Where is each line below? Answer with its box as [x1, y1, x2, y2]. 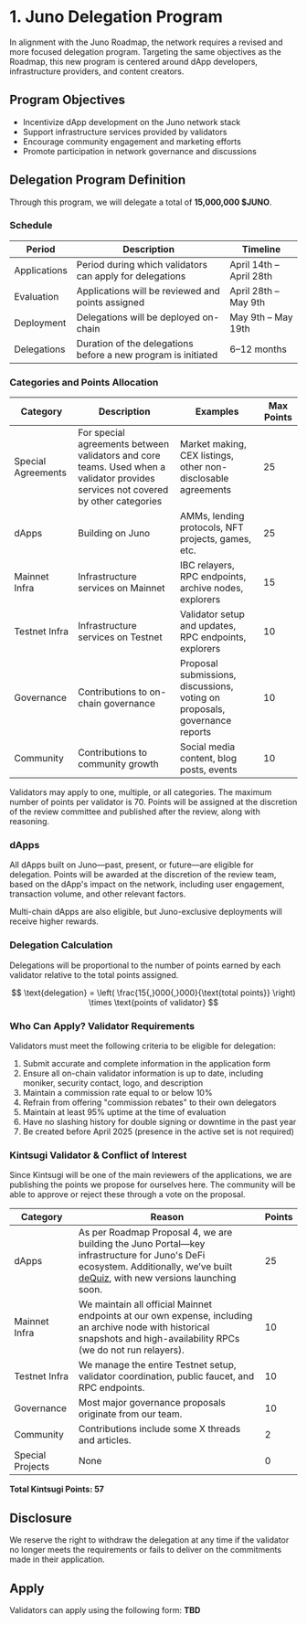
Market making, [179, 438, 247, 451]
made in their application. [9, 1554, 105, 1565]
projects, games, [179, 533, 251, 546]
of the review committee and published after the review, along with [9, 806, 260, 817]
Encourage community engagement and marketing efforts [22, 135, 242, 147]
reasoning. [9, 816, 50, 827]
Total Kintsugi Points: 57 [9, 1483, 105, 1495]
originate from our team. [78, 1407, 183, 1420]
